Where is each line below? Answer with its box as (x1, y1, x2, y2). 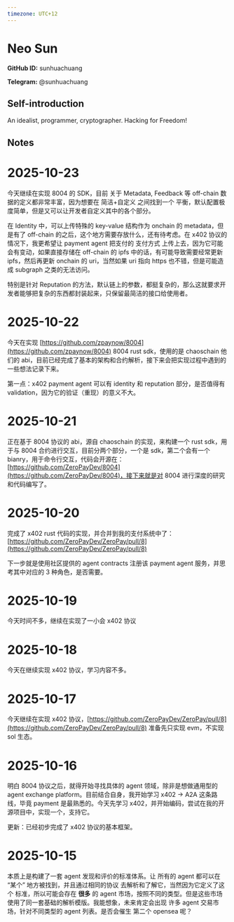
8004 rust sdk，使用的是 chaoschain (113, 347, 219, 355)
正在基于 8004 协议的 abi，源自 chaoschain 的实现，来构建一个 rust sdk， (7, 437, 221, 446)
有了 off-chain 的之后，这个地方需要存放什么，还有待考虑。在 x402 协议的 (13, 230, 228, 239)
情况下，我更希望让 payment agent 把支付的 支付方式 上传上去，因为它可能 (7, 239, 223, 247)
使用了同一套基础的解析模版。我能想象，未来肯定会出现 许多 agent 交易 (7, 898, 214, 907)
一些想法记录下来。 (7, 364, 63, 373)
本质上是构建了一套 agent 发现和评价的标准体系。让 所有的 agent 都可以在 (7, 872, 221, 881)
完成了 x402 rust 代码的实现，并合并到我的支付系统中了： (7, 529, 174, 537)
